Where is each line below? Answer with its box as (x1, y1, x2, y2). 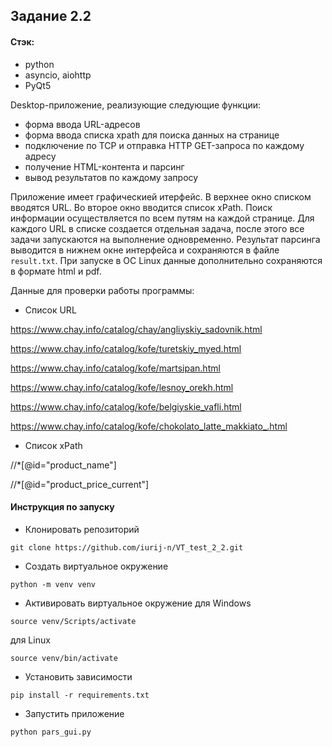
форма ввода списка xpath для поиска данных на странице (24, 129, 280, 141)
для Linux (10, 634, 51, 646)
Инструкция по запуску (10, 501, 115, 513)
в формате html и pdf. (10, 265, 102, 277)
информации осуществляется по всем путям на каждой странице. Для (10, 212, 315, 224)
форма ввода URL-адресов (24, 118, 141, 130)
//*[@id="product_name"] (10, 459, 117, 471)
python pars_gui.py (10, 727, 92, 737)
